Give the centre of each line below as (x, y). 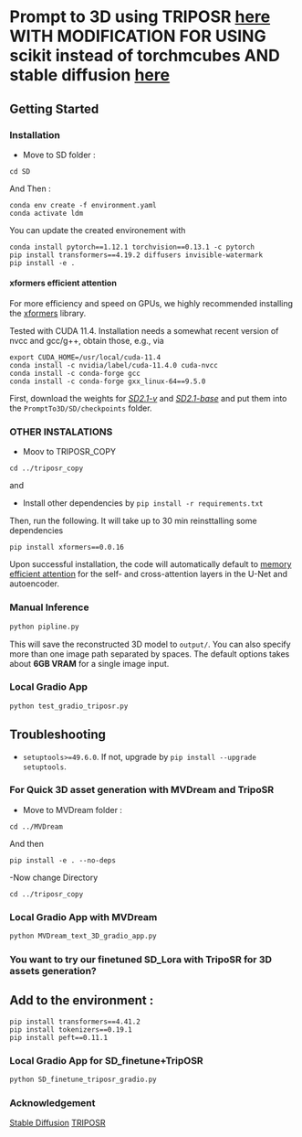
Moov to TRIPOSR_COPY (69, 452)
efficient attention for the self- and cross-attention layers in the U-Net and (148, 574)
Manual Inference (49, 607)
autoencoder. (34, 584)
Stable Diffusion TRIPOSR (57, 1123)
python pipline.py (44, 627)
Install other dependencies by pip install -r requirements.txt (143, 503)
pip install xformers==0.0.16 (67, 547)
